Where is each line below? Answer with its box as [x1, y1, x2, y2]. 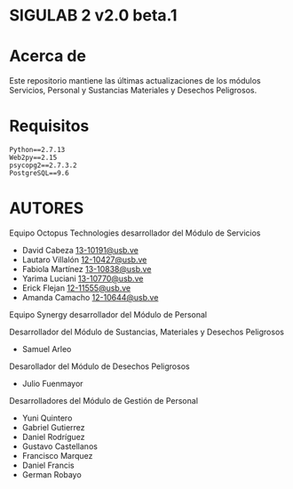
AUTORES [9, 198, 84, 219]
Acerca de [9, 46, 87, 67]
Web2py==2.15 [9, 153, 58, 163]
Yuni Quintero [21, 413, 73, 423]
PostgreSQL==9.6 [9, 169, 69, 178]
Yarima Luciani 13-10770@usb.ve [21, 273, 144, 284]
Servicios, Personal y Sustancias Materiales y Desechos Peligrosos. [9, 85, 257, 96]
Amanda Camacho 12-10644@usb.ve [21, 293, 159, 302]
